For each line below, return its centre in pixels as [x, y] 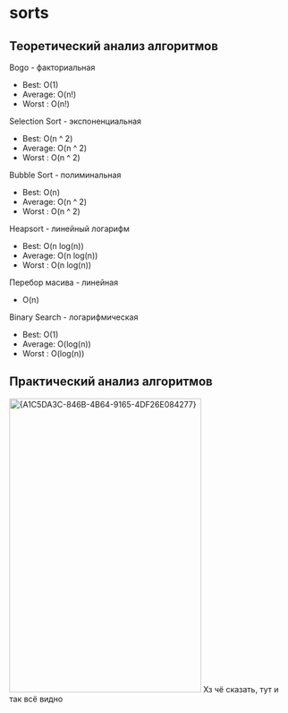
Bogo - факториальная [52, 67]
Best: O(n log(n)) [53, 246]
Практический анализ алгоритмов [111, 382]
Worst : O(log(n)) [53, 353]
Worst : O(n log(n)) [57, 265]
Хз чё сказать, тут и [241, 689]
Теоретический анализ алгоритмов [114, 46]
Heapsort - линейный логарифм [69, 228]
